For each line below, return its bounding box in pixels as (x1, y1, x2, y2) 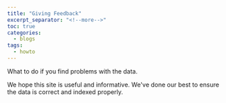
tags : (7, 42, 23, 49)
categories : (7, 29, 41, 36)
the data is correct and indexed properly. (7, 87, 123, 96)
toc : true (7, 23, 36, 30)
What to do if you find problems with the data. (7, 67, 138, 76)
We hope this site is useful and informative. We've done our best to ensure (7, 80, 220, 89)
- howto (13, 49, 36, 56)
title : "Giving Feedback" (7, 10, 82, 17)
